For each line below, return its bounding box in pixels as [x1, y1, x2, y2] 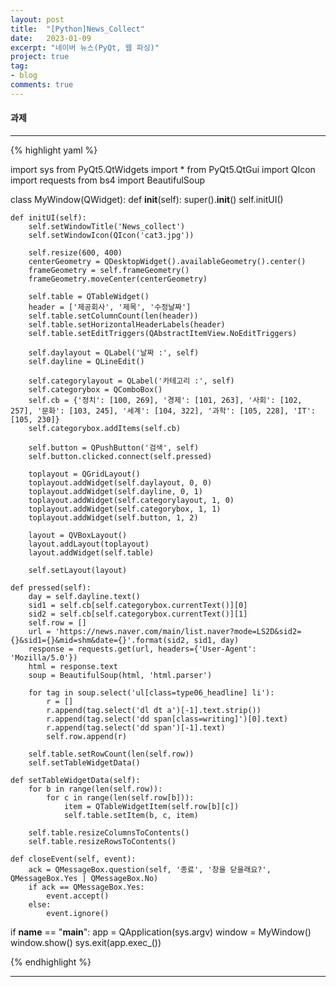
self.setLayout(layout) [28, 565, 128, 575]
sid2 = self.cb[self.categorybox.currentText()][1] [28, 609, 248, 619]
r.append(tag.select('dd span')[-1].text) [46, 722, 226, 733]
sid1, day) [193, 635, 240, 645]
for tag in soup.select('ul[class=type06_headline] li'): [28, 687, 275, 698]
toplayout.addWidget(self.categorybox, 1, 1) [28, 504, 222, 514]
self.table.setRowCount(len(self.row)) [28, 749, 195, 759]
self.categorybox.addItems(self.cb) [28, 423, 182, 433]
